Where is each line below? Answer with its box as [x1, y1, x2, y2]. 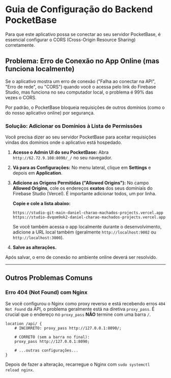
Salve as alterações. [12, 244, 57, 250]
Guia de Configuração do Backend [5, 4, 153, 15]
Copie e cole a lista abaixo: [12, 200, 71, 207]
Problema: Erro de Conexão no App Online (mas [5, 57, 159, 66]
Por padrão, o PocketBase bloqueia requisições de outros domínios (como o [5, 104, 165, 110]
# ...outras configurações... [14, 347, 79, 353]
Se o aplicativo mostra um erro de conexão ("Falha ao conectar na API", [5, 78, 156, 84]
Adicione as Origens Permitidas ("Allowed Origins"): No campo [12, 180, 149, 186]
